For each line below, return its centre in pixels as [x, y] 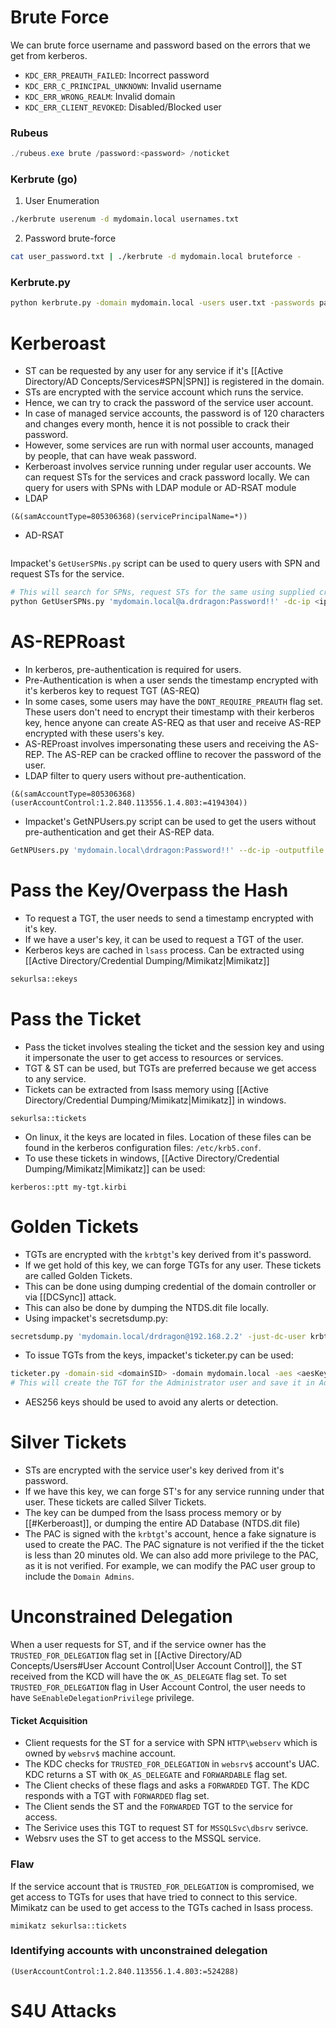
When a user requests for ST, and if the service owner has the [138, 1645]
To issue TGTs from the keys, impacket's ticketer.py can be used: [159, 1355]
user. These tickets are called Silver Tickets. [115, 1502]
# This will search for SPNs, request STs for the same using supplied [162, 592]
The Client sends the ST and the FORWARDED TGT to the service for [158, 1807]
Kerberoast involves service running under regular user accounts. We [168, 467]
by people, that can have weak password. [110, 456]
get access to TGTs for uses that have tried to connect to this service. [154, 1897]
